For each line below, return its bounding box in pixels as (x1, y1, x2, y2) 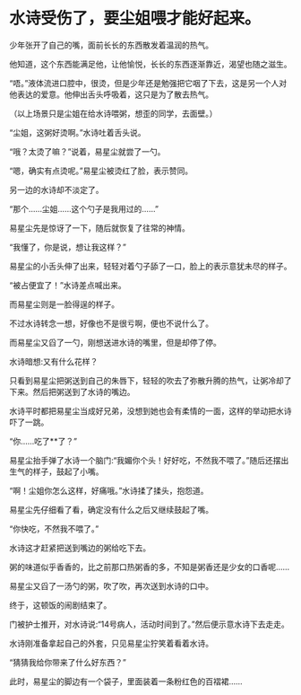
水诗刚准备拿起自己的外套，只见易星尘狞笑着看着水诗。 (9, 638, 213, 648)
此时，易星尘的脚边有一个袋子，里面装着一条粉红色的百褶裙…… (9, 675, 244, 687)
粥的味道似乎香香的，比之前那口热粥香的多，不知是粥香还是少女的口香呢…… (9, 561, 290, 572)
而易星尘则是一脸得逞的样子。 (9, 298, 119, 310)
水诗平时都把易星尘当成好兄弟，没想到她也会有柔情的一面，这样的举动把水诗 (9, 405, 292, 416)
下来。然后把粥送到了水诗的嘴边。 (9, 386, 135, 397)
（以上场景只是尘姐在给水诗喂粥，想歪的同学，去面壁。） (9, 108, 218, 119)
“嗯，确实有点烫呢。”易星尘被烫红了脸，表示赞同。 (9, 165, 193, 176)
